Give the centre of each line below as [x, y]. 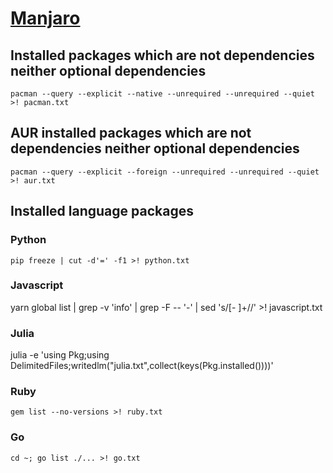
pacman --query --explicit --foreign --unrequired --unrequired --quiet [165, 172]
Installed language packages [102, 211]
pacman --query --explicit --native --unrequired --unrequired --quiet [162, 94]
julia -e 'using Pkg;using [60, 355]
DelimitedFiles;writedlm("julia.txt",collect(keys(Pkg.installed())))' [142, 366]
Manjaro [45, 18]
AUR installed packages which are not [131, 133]
